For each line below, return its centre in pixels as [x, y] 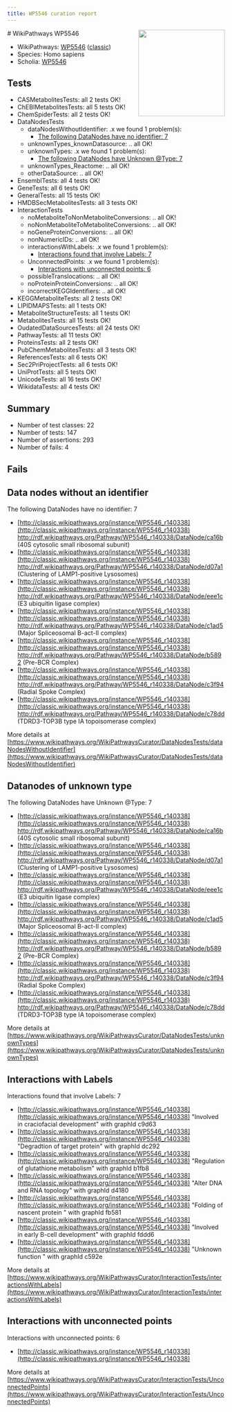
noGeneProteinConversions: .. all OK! [80, 232]
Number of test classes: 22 [56, 425]
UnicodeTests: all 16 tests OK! [59, 379]
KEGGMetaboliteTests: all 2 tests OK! [69, 298]
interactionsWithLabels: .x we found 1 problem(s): [98, 247]
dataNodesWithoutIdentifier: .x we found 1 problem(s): [104, 129]
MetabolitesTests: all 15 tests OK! [64, 321]
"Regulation [208, 1161]
